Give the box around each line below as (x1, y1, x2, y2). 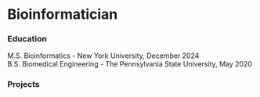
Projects (7, 79, 40, 90)
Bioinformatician (7, 5, 118, 23)
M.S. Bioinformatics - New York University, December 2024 (7, 51, 200, 60)
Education (7, 34, 48, 45)
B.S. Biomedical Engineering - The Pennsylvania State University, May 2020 (7, 59, 252, 69)
